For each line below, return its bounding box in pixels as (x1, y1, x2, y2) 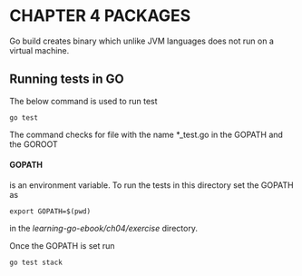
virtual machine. (9, 44, 70, 55)
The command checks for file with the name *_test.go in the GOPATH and (9, 129, 284, 140)
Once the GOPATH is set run (9, 240, 115, 251)
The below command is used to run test (9, 95, 158, 106)
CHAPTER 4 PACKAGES (9, 5, 191, 26)
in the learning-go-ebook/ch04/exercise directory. (9, 222, 198, 233)
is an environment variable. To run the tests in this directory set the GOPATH (9, 179, 294, 191)
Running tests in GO (9, 72, 124, 87)
